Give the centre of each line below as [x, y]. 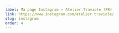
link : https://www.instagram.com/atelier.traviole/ [59, 14]
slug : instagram [22, 18]
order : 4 [14, 23]
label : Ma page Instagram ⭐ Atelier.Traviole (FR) [59, 9]
